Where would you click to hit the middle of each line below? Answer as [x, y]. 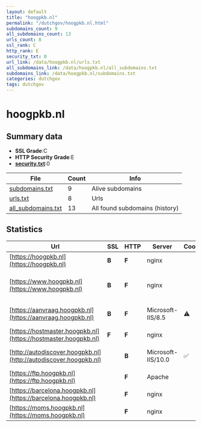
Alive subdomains [117, 189]
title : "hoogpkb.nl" [32, 17]
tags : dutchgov [25, 85]
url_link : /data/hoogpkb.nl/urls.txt [54, 62]
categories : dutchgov [33, 79]
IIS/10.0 [158, 360]
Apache [158, 376]
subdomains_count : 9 [32, 29]
